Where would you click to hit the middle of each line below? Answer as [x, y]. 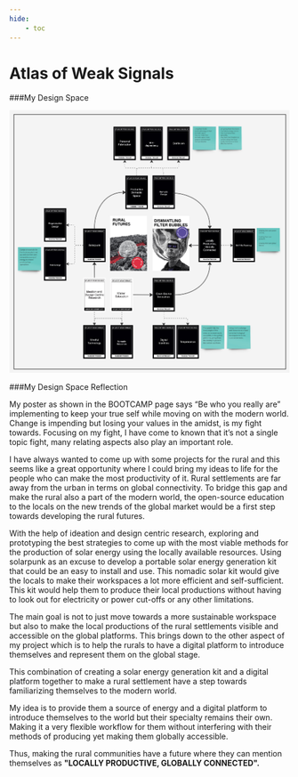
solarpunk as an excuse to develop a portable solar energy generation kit [143, 562]
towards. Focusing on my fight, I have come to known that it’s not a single [144, 433]
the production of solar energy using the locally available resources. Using [145, 552]
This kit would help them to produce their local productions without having [145, 590]
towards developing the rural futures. [77, 515]
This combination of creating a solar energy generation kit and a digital [139, 671]
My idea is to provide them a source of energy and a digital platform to [138, 708]
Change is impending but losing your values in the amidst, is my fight [136, 423]
